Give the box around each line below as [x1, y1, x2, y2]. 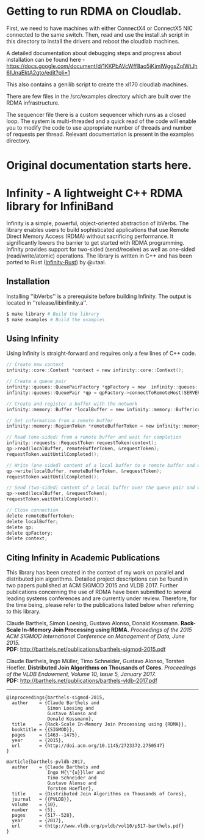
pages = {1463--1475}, [12, 732, 81, 738]
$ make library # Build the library [6, 311, 99, 317]
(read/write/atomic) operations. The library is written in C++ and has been [6, 252, 192, 259]
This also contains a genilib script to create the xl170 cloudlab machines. [6, 81, 189, 88]
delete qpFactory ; [6, 530, 53, 536]
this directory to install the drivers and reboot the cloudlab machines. [6, 37, 180, 45]
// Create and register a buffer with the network [6, 401, 138, 407]
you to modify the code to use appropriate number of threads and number [6, 124, 193, 131]
